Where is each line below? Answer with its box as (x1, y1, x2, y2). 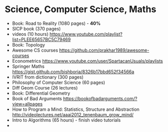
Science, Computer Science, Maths (5, 4, 156, 15)
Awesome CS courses (12, 47, 59, 53)
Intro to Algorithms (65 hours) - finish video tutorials (12, 117, 121, 123)
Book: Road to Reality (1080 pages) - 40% (12, 20, 101, 26)
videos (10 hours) (12, 31, 49, 37)
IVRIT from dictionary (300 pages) (12, 74, 84, 80)
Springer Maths (12, 63, 45, 69)
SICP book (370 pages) (12, 25, 61, 31)
